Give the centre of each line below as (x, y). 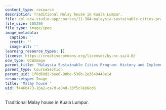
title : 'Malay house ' (28, 83)
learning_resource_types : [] (35, 51)
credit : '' (21, 42)
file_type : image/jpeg (28, 28)
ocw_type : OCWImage (25, 60)
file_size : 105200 (24, 24)
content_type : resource (30, 10)
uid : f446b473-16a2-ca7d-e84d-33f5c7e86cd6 (51, 88)
